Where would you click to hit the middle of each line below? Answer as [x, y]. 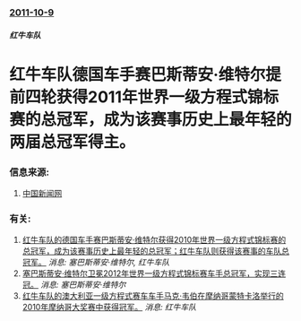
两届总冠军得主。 [73, 142]
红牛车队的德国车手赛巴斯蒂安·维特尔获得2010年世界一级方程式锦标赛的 [154, 240]
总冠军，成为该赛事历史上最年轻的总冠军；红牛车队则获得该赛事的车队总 [155, 251]
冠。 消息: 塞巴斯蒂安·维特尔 [74, 285]
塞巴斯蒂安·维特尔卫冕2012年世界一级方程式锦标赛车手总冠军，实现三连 [154, 273]
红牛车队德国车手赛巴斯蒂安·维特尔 [138, 74]
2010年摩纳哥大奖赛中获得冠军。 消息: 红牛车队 [109, 308]
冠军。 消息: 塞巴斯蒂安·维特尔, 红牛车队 [96, 263]
